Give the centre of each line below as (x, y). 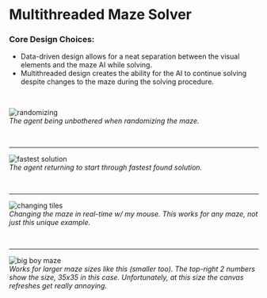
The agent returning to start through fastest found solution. (106, 167)
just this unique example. (50, 223)
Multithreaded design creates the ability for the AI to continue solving (133, 74)
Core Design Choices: (52, 40)
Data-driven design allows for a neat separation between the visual (130, 56)
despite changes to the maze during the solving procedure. (117, 82)
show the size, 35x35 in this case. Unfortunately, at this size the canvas (126, 277)
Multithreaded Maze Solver (101, 15)
